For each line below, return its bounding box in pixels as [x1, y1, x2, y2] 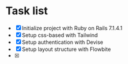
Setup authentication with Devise [22, 39, 103, 46]
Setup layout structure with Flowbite [22, 46, 111, 53]
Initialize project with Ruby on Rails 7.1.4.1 [22, 24, 123, 31]
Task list [5, 4, 48, 18]
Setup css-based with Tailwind [22, 31, 98, 39]
